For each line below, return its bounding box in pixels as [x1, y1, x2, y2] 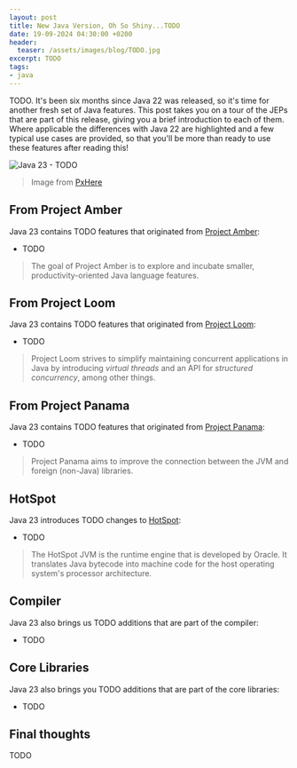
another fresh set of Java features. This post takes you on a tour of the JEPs [9, 104, 288, 115]
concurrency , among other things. [30, 372, 156, 383]
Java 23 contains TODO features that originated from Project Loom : [9, 319, 256, 329]
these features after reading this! [9, 142, 129, 153]
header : [9, 37, 38, 47]
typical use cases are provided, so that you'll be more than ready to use [9, 132, 271, 143]
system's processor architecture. [30, 568, 152, 578]
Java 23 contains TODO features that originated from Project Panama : [9, 422, 265, 432]
